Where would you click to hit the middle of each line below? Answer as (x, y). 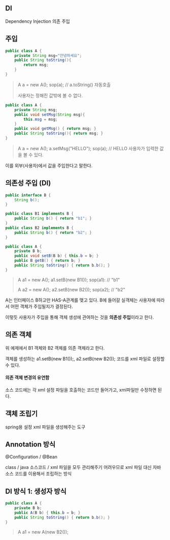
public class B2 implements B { (39, 228)
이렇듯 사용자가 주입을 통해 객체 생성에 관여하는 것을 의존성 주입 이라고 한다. (79, 317)
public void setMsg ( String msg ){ (50, 114)
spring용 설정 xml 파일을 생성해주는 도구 (45, 427)
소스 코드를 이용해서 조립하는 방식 (39, 474)
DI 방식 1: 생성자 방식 (36, 491)
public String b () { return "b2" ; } (53, 232)
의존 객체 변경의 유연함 (27, 378)
